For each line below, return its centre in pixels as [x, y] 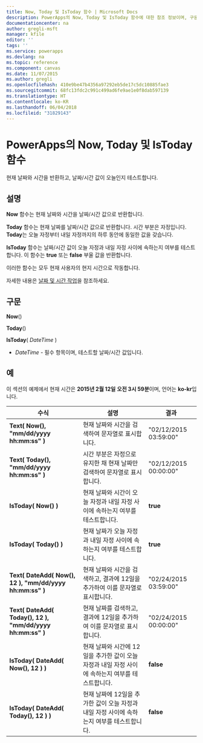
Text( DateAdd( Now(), [42, 575]
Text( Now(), [28, 425]
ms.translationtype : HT [36, 96]
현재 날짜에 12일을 [108, 694]
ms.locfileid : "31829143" [39, 113]
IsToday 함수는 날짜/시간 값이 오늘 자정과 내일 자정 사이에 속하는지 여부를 [93, 248]
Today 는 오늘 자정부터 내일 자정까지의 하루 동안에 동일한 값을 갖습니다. [90, 235]
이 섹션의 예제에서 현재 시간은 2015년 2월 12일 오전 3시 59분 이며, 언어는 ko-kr [99, 389]
